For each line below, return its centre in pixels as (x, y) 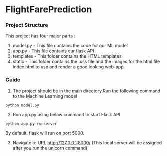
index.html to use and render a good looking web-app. (69, 67)
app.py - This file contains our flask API (53, 51)
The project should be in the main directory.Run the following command (87, 91)
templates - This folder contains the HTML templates (67, 56)
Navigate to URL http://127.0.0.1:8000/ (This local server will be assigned (87, 143)
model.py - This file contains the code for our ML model (70, 46)
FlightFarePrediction (49, 9)
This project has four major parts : (40, 36)
